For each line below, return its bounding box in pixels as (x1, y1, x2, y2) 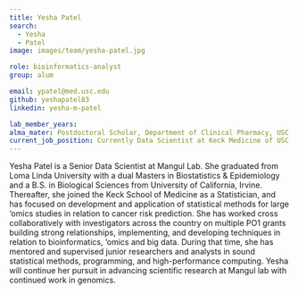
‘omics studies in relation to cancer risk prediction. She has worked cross (9, 208, 278, 219)
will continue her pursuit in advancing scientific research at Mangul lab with (9, 265, 287, 276)
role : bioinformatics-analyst (9, 63, 122, 71)
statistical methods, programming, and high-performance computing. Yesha (9, 256, 289, 266)
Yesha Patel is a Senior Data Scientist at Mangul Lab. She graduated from (9, 161, 279, 172)
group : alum (9, 71, 54, 80)
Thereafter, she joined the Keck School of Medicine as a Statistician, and (9, 189, 277, 200)
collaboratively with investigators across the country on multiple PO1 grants (9, 218, 286, 229)
